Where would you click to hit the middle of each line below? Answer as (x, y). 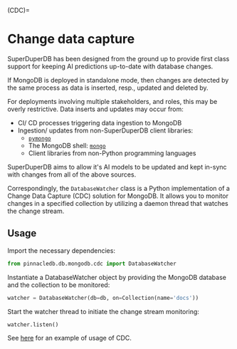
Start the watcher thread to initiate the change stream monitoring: (103, 311)
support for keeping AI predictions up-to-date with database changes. (110, 66)
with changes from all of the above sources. (72, 174)
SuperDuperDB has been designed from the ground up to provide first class (118, 58)
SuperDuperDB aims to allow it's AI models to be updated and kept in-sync (117, 167)
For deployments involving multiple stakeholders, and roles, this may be (112, 101)
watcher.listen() (33, 324)
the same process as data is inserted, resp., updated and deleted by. (108, 88)
